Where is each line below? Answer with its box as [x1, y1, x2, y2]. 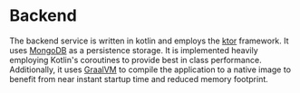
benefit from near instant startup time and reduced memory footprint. [9, 73, 269, 84]
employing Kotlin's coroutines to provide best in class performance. [9, 54, 262, 65]
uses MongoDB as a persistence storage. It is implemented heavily [9, 44, 258, 55]
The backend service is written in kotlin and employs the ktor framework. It [9, 35, 289, 46]
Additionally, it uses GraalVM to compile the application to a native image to [9, 64, 292, 75]
